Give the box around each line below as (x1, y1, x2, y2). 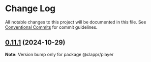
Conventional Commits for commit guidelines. (5, 24, 97, 30)
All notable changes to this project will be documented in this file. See (5, 19, 147, 25)
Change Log (5, 3, 56, 14)
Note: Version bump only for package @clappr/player (5, 51, 114, 57)
